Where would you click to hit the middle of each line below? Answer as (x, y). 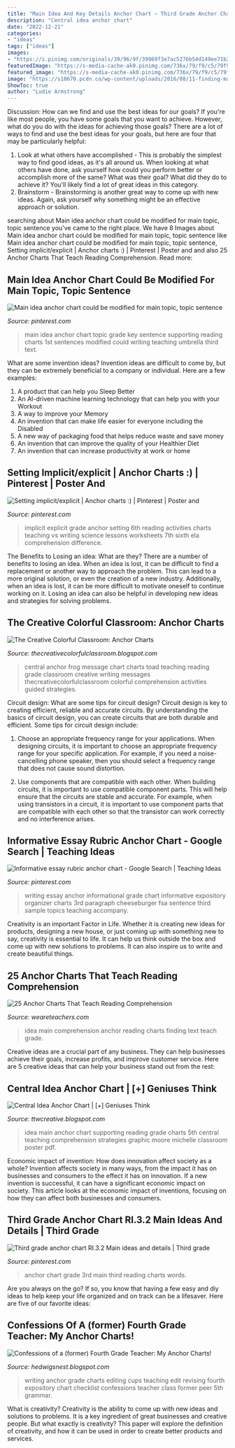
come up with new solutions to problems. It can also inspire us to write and (115, 946)
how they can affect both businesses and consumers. (85, 1198)
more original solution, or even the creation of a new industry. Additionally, (114, 579)
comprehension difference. (63, 542)
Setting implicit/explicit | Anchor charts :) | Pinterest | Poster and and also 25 (117, 250)
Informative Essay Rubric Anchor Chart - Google (115, 840)
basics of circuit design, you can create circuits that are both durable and (113, 717)
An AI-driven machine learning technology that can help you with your (119, 399)
